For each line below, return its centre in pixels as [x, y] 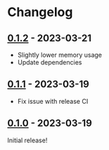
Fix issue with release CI [53, 101]
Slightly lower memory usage [60, 55]
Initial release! [27, 140]
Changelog [40, 12]
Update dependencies [50, 62]
